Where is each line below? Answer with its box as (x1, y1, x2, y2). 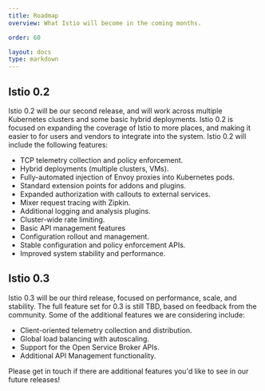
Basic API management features (19, 223, 126, 232)
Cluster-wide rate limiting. (19, 215, 105, 224)
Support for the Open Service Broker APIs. (19, 342, 160, 352)
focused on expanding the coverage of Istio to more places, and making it (8, 123, 251, 132)
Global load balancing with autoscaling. (19, 334, 150, 343)
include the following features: (8, 140, 109, 149)
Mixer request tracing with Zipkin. (19, 197, 131, 207)
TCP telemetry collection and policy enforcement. (19, 155, 184, 164)
